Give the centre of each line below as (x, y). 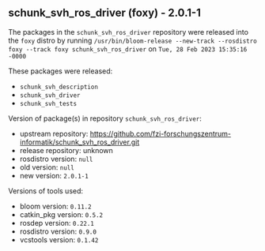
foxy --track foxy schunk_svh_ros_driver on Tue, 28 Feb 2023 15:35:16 (128, 49)
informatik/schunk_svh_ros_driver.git (79, 142)
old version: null (47, 167)
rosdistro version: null (56, 159)
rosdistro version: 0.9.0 (58, 231)
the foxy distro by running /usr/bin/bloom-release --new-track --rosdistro (132, 40)
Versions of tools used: (46, 191)
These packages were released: (61, 71)
